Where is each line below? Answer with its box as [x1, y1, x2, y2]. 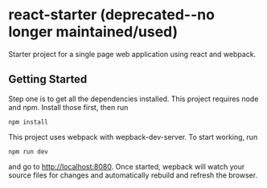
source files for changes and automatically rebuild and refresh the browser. [8, 170, 258, 180]
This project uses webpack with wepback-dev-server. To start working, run [8, 132, 258, 141]
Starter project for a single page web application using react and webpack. [8, 49, 257, 59]
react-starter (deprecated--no [8, 6, 216, 24]
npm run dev [8, 147, 48, 156]
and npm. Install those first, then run [8, 102, 129, 112]
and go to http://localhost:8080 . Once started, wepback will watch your [8, 161, 245, 171]
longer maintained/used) [8, 22, 179, 41]
